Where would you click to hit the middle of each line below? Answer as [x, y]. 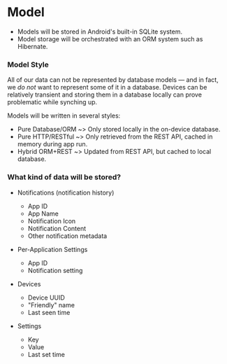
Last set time [46, 354]
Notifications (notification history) [66, 192]
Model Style [28, 64]
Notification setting [55, 270]
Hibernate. [32, 46]
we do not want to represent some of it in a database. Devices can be [107, 87]
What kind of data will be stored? [64, 177]
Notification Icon [52, 220]
